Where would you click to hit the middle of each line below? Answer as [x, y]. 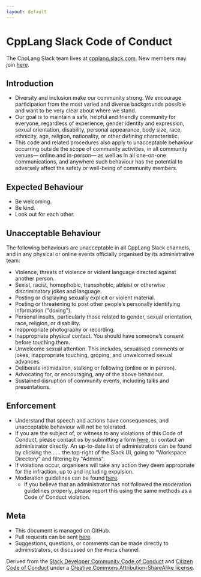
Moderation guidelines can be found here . [67, 478]
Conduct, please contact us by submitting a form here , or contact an [100, 439]
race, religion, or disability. [48, 323]
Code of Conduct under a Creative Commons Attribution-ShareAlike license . [100, 567]
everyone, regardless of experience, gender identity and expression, [100, 123]
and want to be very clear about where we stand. [76, 111]
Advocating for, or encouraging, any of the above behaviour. [89, 374]
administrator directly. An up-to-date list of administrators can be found [103, 446]
